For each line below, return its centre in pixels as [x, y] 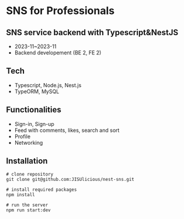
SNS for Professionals [60, 11]
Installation [27, 161]
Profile [22, 136]
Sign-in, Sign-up [34, 124]
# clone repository [30, 174]
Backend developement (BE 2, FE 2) [58, 53]
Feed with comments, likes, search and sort [67, 130]
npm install [20, 195]
